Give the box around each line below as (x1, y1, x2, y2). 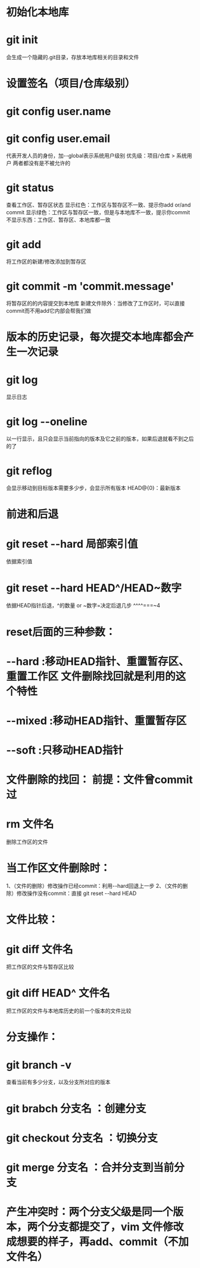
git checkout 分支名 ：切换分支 (6, 1131, 158, 1144)
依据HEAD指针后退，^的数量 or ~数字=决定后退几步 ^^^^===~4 (6, 602, 161, 609)
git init (6, 33, 39, 47)
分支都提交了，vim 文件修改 (48, 1220, 184, 1234)
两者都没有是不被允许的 (12, 159, 70, 167)
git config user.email (6, 132, 110, 145)
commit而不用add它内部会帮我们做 (6, 307, 91, 314)
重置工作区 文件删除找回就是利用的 (6, 670, 176, 683)
